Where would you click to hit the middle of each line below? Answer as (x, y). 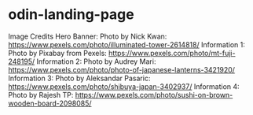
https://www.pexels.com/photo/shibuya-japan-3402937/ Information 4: (124, 86)
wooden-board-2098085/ (50, 103)
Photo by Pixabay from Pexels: (58, 53)
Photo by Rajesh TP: (41, 95)
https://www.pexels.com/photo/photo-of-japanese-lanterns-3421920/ (122, 69)
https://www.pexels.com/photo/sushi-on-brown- (154, 95)
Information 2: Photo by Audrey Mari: (96, 61)
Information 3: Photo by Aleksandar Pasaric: (79, 78)
